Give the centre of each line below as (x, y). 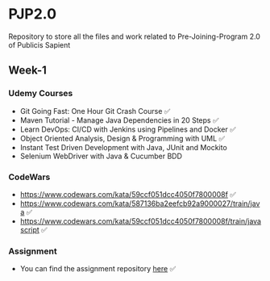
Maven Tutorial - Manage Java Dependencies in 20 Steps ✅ (119, 120)
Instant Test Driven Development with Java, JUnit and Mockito (123, 147)
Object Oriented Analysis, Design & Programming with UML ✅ (123, 138)
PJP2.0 (33, 14)
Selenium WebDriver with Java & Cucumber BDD (101, 156)
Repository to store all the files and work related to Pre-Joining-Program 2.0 (134, 36)
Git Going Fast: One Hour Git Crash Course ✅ (95, 111)
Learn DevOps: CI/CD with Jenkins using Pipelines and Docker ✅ (128, 129)
